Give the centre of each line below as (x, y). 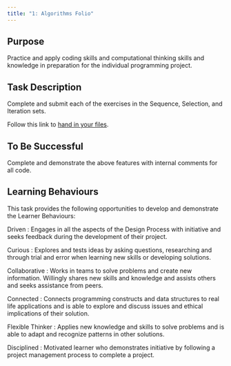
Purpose (26, 42)
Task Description (44, 87)
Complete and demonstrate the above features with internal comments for (112, 163)
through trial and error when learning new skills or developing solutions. (109, 257)
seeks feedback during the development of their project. (87, 236)
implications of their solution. (48, 313)
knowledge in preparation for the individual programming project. (100, 66)
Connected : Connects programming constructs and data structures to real (113, 298)
